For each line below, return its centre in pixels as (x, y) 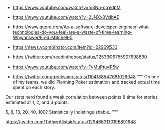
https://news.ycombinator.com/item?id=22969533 (65, 47)
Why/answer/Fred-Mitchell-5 (43, 38)
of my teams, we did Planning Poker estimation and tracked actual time (86, 82)
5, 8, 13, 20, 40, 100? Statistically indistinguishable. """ (62, 112)
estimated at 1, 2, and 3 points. (37, 102)
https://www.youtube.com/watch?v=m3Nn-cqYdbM (67, 7)
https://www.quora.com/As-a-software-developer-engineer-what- (81, 27)
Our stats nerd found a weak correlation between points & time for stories (81, 97)
